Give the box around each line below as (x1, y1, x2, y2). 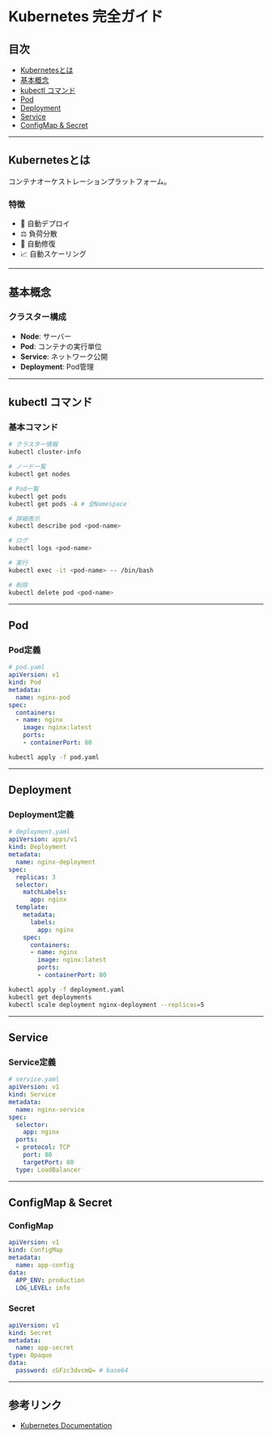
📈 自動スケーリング (19, 249, 87, 259)
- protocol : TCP (15, 1143, 70, 1151)
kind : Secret (8, 1329, 53, 1337)
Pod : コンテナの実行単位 (19, 341, 103, 351)
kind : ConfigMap (8, 1246, 63, 1254)
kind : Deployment (8, 843, 67, 851)
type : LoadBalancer (15, 1166, 82, 1174)
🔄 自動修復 (19, 239, 56, 249)
